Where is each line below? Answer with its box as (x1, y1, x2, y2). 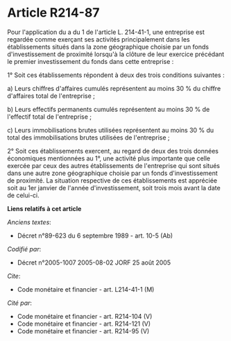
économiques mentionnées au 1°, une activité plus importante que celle (7, 154, 211, 163)
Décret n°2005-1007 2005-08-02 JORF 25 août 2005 (17, 258, 171, 267)
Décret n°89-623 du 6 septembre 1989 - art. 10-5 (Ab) (17, 231, 173, 240)
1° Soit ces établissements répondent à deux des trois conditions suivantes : (7, 71, 225, 79)
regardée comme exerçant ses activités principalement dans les (7, 35, 190, 43)
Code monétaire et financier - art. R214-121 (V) (17, 319, 151, 328)
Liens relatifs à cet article (7, 204, 82, 213)
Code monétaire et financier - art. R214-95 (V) (17, 326, 150, 335)
